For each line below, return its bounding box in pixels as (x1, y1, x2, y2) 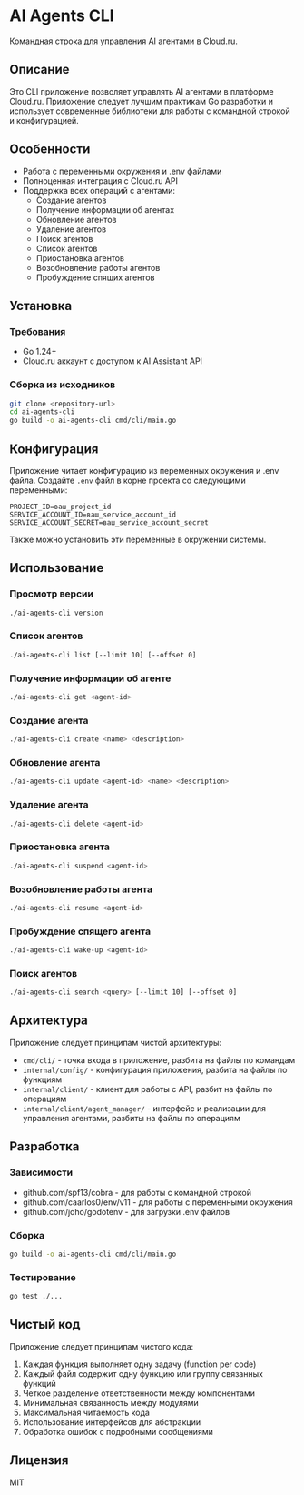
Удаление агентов (35, 224, 107, 235)
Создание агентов (35, 195, 107, 206)
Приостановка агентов (35, 252, 125, 264)
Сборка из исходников (9, 378, 116, 391)
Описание (9, 62, 70, 77)
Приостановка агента (9, 840, 111, 853)
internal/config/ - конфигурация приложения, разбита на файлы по (22, 1064, 288, 1075)
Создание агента (9, 714, 89, 727)
